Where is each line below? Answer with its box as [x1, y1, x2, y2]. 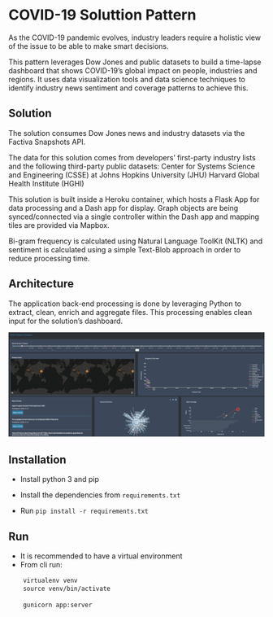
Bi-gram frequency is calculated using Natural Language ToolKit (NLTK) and [8, 236, 262, 246]
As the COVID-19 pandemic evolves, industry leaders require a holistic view [8, 33, 262, 42]
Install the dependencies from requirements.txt [19, 490, 181, 500]
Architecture [8, 277, 75, 291]
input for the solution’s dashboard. [8, 316, 123, 326]
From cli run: [19, 559, 63, 569]
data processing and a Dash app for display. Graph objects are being [8, 203, 239, 212]
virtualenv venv [23, 576, 79, 584]
